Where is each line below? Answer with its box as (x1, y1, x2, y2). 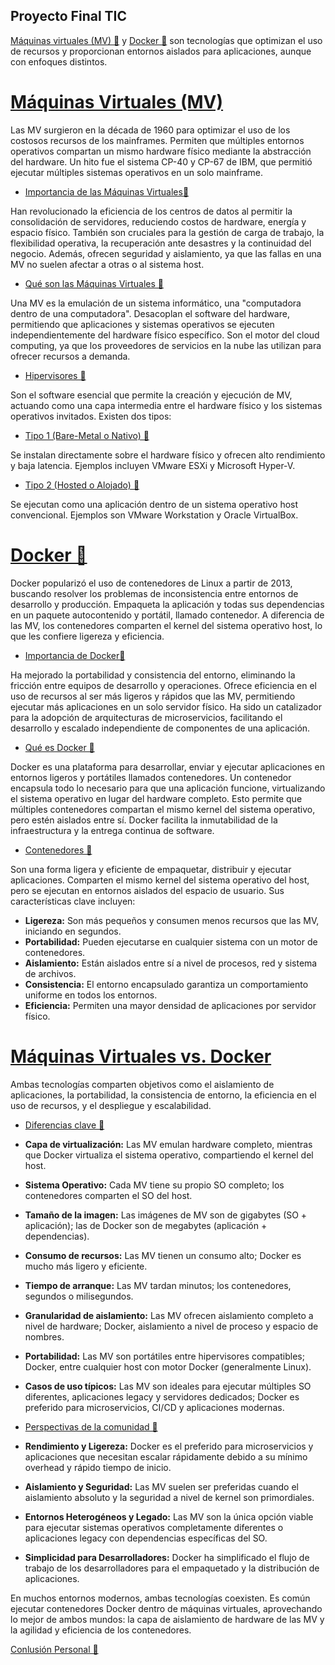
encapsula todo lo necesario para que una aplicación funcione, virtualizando (10, 782, 326, 794)
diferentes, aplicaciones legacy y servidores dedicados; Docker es (24, 1390, 300, 1403)
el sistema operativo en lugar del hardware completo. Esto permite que (10, 792, 303, 804)
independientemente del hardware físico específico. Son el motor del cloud (10, 329, 320, 341)
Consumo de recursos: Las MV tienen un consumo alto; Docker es (24, 1249, 302, 1261)
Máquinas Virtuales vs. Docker (10, 1045, 272, 1068)
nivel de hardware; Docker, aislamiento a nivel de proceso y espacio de (24, 1320, 319, 1332)
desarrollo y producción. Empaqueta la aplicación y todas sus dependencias (10, 598, 325, 610)
